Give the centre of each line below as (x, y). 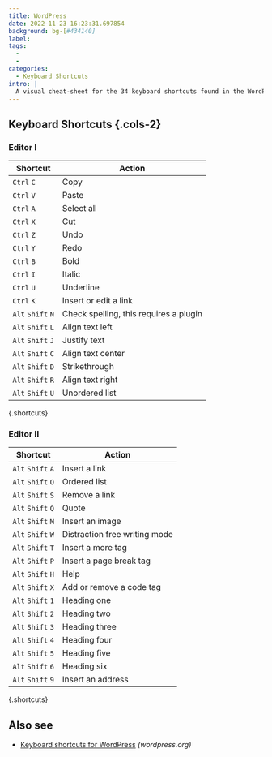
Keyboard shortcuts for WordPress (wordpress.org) (106, 745)
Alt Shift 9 (34, 680)
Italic (71, 274)
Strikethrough (88, 367)
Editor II (24, 433)
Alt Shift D (34, 367)
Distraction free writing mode (118, 535)
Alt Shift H (34, 574)
